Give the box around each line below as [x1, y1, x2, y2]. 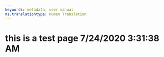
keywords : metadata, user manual [5, 7, 74, 12]
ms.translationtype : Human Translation [5, 12, 87, 17]
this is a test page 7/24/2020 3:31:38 [5, 33, 160, 44]
